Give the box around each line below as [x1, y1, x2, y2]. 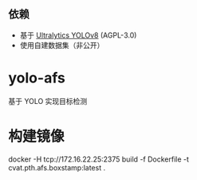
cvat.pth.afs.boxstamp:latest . [8, 162, 106, 172]
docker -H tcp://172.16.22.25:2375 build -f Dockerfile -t [8, 154, 190, 164]
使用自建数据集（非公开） [19, 40, 104, 50]
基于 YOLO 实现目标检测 [8, 96, 88, 106]
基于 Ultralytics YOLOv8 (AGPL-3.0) [19, 30, 137, 40]
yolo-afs [8, 69, 65, 86]
